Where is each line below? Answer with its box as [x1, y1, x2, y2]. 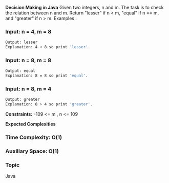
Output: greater [5, 97, 40, 102]
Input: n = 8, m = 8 [5, 57, 52, 64]
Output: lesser [5, 40, 38, 45]
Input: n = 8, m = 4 [5, 85, 52, 93]
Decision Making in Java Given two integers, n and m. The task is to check [5, 5, 164, 10]
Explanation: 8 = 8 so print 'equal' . [5, 73, 88, 79]
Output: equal [5, 68, 36, 74]
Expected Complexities [5, 121, 56, 127]
